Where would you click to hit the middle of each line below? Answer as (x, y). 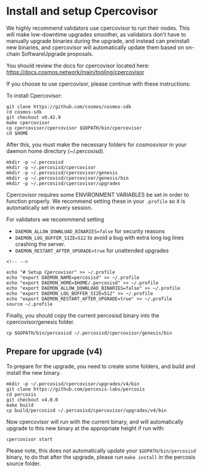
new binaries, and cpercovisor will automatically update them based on (95, 47)
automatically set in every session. (49, 207)
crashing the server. (40, 244)
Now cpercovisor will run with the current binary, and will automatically (95, 422)
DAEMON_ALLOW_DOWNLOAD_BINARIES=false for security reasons (90, 231)
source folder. (24, 463)
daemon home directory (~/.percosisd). (56, 151)
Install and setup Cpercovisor (82, 11)
